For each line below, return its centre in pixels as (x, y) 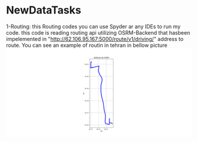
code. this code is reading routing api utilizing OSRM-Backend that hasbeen (98, 32)
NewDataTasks (44, 10)
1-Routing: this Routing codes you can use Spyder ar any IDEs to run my (93, 26)
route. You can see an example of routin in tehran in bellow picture (87, 45)
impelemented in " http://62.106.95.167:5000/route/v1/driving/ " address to (95, 39)
